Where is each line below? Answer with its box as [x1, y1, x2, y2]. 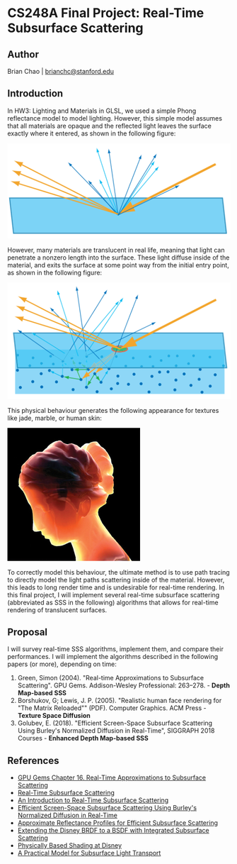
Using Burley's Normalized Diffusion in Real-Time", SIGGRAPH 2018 [17, 726, 215, 735]
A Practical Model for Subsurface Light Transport [17, 849, 161, 858]
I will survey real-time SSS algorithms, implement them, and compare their [7, 645, 224, 653]
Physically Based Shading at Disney [17, 841, 122, 850]
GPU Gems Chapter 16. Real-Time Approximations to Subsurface [17, 773, 207, 782]
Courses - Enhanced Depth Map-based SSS [17, 734, 149, 743]
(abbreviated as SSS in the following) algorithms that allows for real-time [7, 598, 219, 607]
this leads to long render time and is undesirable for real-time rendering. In [7, 583, 225, 592]
